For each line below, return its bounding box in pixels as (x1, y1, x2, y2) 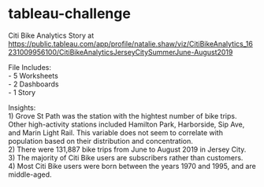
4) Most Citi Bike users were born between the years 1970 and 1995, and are (8, 161, 256, 170)
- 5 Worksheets (8, 71, 59, 80)
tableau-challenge (8, 5, 132, 23)
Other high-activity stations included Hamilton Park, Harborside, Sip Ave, (8, 119, 245, 129)
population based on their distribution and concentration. (8, 136, 193, 145)
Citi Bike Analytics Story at (8, 31, 95, 40)
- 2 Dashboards (8, 79, 59, 89)
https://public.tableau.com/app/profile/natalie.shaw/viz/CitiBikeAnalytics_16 (8, 38, 254, 48)
